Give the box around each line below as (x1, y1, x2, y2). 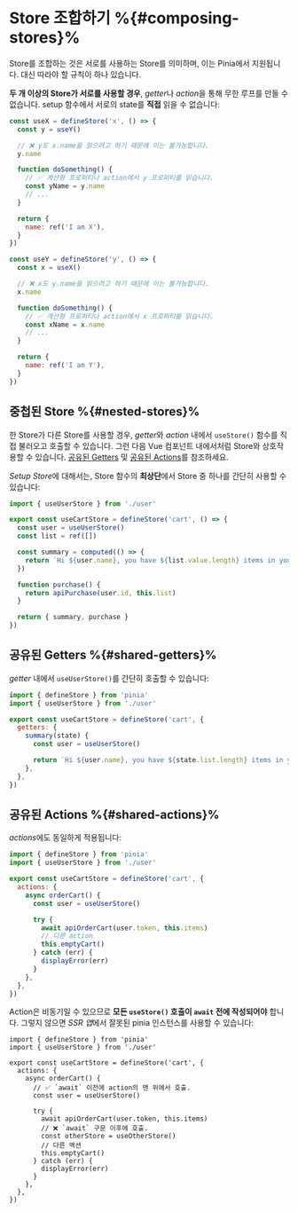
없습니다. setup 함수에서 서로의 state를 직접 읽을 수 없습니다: (9, 98, 220, 109)
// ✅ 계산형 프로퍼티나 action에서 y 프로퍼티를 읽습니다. (25, 174, 215, 183)
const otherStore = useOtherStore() (41, 1132, 176, 1141)
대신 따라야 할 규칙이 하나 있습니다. (20, 68, 142, 80)
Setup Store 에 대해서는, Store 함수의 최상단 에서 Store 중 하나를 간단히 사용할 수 (9, 470, 286, 481)
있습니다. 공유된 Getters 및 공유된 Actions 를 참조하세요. (35, 452, 229, 462)
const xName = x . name (25, 320, 105, 329)
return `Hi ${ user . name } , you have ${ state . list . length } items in (32, 756, 284, 765)
